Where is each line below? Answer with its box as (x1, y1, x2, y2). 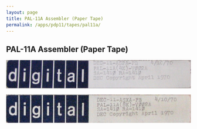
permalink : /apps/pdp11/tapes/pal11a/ (6, 22, 101, 28)
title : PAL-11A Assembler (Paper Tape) (6, 15, 104, 22)
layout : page (6, 9, 38, 15)
